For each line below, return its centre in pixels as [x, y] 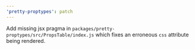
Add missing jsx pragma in [39, 28]
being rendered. [26, 41]
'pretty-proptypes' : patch [40, 11]
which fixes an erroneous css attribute [142, 34]
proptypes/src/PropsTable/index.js [50, 35]
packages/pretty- [94, 29]
